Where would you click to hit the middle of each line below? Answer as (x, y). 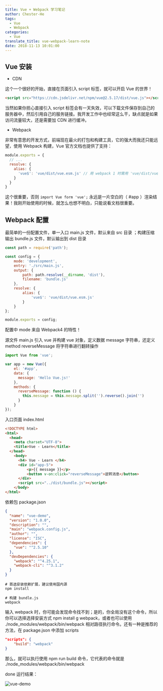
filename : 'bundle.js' (45, 279)
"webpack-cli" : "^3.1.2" (39, 566)
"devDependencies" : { (31, 557)
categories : (17, 32)
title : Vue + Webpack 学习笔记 (35, 10)
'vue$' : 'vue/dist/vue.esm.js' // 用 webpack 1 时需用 (73, 173)
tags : (10, 19)
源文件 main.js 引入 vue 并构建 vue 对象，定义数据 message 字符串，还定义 (80, 340)
